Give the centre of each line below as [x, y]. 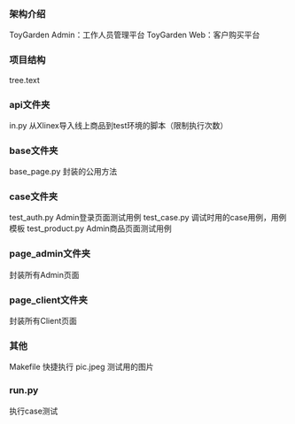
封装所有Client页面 [43, 321]
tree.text [24, 80]
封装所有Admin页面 [44, 274]
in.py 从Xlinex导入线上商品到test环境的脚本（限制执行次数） [119, 125]
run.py [24, 390]
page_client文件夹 [49, 300]
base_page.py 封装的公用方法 [63, 172]
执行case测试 [34, 411]
